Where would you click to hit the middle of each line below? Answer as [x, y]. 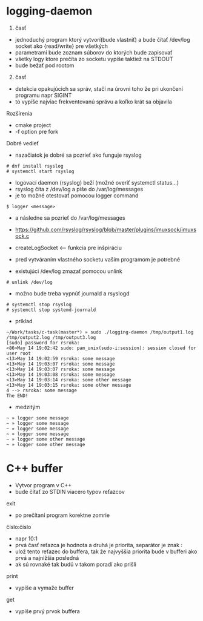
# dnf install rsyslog [35, 166]
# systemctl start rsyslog [40, 171]
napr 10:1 [26, 538]
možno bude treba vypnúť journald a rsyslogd [72, 293]
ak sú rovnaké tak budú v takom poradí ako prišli [75, 564]
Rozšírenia [19, 113]
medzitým [28, 407]
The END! [17, 396]
